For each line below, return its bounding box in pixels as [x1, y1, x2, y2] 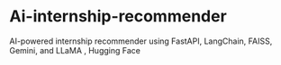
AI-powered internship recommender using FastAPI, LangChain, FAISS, [9, 36, 273, 46]
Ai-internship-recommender [9, 6, 227, 27]
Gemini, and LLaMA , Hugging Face [9, 45, 141, 55]
